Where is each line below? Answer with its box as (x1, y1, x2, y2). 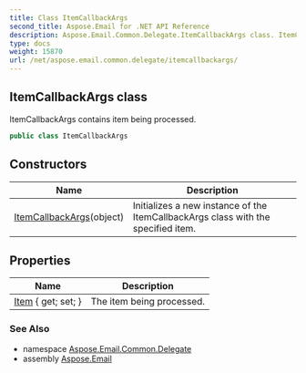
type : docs (9, 38, 51, 48)
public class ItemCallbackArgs (9, 131, 128, 140)
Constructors (9, 157, 87, 172)
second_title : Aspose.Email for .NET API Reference (9, 22, 209, 31)
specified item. (132, 222, 197, 234)
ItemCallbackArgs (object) (14, 211, 125, 223)
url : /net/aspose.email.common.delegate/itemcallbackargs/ (9, 56, 239, 65)
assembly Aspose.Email (22, 353, 112, 364)
